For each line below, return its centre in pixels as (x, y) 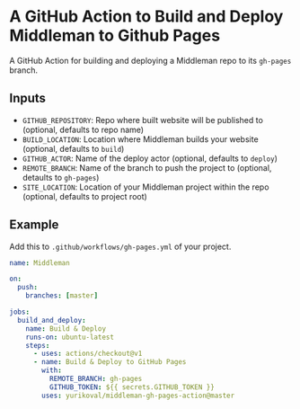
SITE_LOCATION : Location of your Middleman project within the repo (146, 187)
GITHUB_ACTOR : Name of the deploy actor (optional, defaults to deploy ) (150, 158)
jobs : (19, 312)
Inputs (28, 98)
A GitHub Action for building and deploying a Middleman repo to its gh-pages (150, 60)
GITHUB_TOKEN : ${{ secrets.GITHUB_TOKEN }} (132, 387)
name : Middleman (40, 262)
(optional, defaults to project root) (85, 196)
